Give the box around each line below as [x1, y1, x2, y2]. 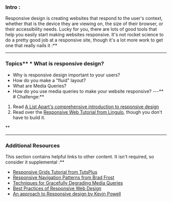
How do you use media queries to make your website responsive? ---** [12, 88, 164, 94]
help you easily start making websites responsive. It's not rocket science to [5, 32, 164, 38]
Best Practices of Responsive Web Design [12, 185, 101, 191]
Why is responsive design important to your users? [12, 72, 120, 78]
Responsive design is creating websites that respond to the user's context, [5, 15, 163, 22]
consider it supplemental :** [5, 159, 65, 165]
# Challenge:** [12, 93, 45, 99]
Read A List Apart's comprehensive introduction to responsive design [12, 104, 160, 110]
